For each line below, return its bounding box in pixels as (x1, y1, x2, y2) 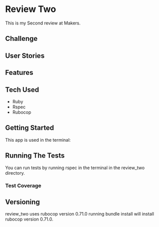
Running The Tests (5, 151, 65, 160)
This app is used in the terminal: (5, 137, 71, 143)
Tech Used (5, 85, 39, 94)
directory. (5, 170, 25, 176)
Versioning (5, 198, 40, 206)
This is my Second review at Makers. (5, 20, 81, 26)
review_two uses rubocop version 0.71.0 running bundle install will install (5, 211, 155, 217)
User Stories (5, 51, 45, 60)
